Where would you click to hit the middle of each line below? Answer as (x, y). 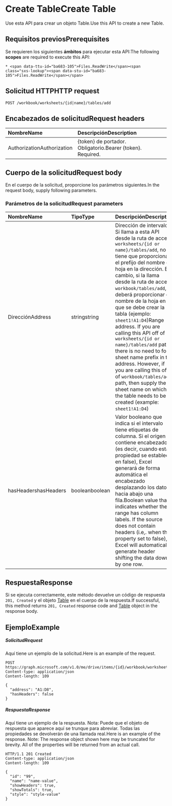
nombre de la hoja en (141, 301)
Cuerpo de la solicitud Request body (64, 172)
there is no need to (137, 351)
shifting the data (135, 558)
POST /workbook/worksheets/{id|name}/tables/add (58, 103)
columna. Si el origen (140, 436)
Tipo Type (83, 217)
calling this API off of (140, 333)
